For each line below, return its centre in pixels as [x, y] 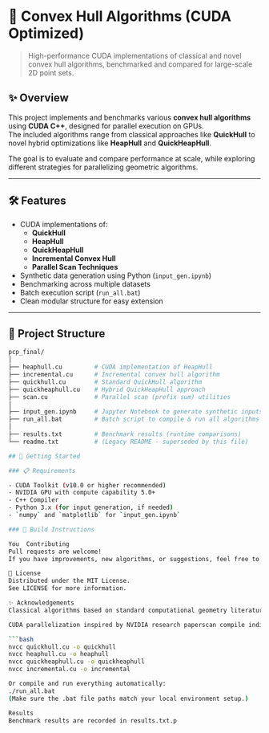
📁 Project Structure [57, 334]
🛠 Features [37, 201]
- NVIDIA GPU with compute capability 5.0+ [82, 493]
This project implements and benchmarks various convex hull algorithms [130, 117]
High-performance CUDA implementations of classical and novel [134, 55]
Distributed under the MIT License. [69, 581]
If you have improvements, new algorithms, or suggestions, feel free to [134, 559]
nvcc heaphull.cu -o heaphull [59, 654]
